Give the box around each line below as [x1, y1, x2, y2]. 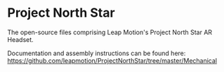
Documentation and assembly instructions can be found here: [7, 49, 186, 57]
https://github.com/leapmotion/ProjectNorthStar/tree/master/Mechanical [7, 56, 218, 64]
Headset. [7, 35, 34, 43]
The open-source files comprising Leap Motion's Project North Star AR [7, 28, 213, 36]
